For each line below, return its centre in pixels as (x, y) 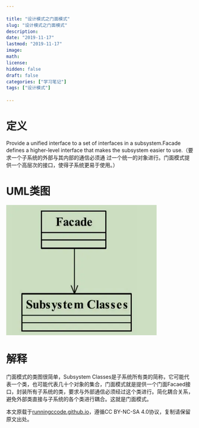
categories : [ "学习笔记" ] (37, 82)
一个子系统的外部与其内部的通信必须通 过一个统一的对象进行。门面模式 (98, 157)
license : (17, 63)
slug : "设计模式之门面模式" (37, 25)
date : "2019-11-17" (30, 38)
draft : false (22, 75)
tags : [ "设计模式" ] (29, 88)
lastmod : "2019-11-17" (34, 44)
